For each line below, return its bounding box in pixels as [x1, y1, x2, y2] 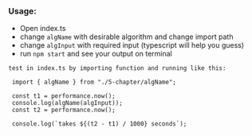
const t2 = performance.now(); [11, 106, 116, 115]
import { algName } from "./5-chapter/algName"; [11, 78, 177, 87]
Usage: [8, 6, 37, 17]
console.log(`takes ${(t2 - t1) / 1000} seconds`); [11, 120, 187, 128]
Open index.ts [19, 24, 66, 33]
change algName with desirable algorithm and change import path [19, 32, 234, 41]
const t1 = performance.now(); [11, 92, 116, 100]
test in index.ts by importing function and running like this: [8, 64, 226, 72]
